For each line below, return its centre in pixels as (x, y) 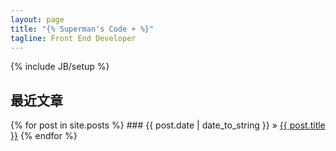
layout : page (37, 19)
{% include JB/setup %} (60, 67)
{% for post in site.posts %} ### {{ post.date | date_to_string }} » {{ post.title (168, 125)
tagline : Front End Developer (73, 38)
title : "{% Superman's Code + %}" (82, 29)
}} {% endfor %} (44, 136)
